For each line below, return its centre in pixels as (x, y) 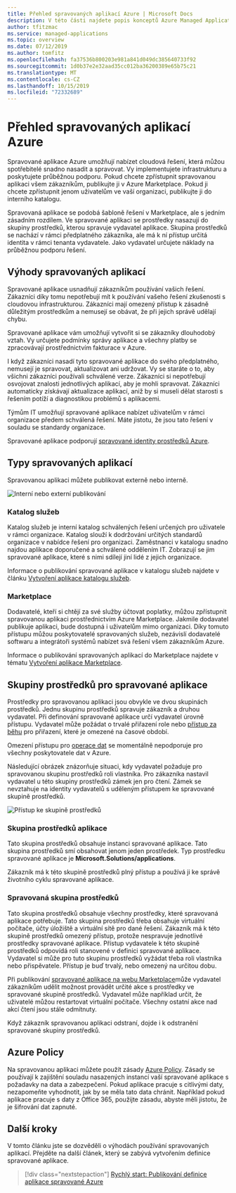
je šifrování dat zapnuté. (42, 1106)
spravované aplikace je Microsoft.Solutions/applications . (91, 859)
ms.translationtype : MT (42, 72)
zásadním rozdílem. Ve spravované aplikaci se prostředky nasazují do (108, 220)
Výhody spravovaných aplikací (77, 272)
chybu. (17, 319)
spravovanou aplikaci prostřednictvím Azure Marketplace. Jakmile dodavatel (118, 619)
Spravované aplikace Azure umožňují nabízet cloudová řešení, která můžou (116, 162)
